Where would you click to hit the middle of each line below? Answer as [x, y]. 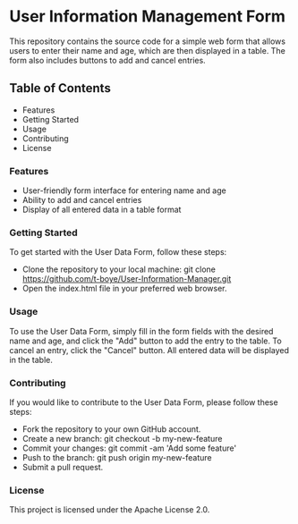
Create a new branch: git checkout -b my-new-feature [122, 438]
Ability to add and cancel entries [82, 200]
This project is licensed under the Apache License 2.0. [110, 510]
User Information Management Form [148, 17]
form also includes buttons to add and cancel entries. [107, 60]
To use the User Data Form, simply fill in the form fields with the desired [141, 331]
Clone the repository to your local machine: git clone [119, 269]
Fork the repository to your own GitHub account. [111, 429]
